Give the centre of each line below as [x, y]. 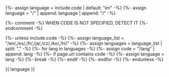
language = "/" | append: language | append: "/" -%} [61, 13]
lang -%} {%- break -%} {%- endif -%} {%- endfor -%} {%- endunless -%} [84, 59]
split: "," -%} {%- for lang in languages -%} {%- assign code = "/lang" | [80, 49]
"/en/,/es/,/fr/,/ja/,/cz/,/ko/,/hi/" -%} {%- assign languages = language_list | [84, 43]
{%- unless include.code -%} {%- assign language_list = [65, 38]
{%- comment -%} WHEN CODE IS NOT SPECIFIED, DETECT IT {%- [77, 23]
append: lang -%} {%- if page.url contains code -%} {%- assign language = [85, 54]
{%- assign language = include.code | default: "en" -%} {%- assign [76, 8]
